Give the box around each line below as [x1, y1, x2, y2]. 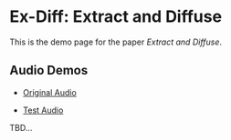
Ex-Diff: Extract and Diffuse [9, 6, 222, 27]
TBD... [9, 122, 33, 133]
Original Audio [22, 86, 78, 97]
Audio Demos [9, 63, 89, 78]
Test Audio [22, 105, 64, 115]
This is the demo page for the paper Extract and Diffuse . [9, 36, 222, 47]
